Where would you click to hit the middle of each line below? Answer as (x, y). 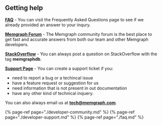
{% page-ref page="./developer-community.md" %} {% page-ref (70, 112)
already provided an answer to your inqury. (48, 25)
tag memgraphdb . (23, 59)
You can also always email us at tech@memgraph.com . (61, 102)
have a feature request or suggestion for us (55, 83)
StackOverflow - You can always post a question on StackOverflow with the (81, 54)
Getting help (24, 8)
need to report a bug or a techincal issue (52, 78)
